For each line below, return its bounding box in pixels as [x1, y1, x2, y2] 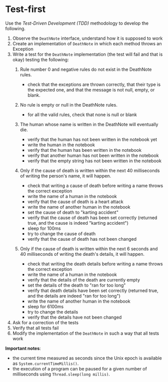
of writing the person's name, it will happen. [20, 172, 112, 179]
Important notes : [5, 345, 41, 351]
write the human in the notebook [27, 142, 95, 148]
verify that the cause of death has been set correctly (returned [27, 215, 157, 221]
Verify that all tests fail [12, 325, 59, 331]
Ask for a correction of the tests [12, 319, 79, 325]
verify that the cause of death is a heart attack [27, 199, 124, 205]
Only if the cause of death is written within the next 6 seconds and [20, 245, 158, 252]
